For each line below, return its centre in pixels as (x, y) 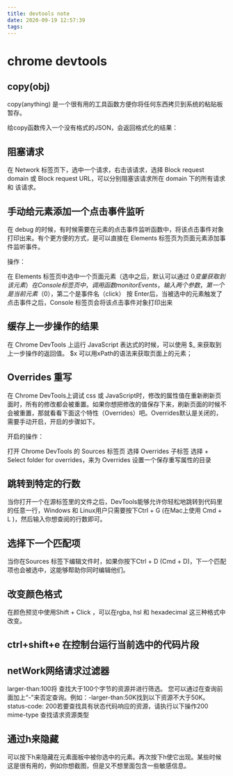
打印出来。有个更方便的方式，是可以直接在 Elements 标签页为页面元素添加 (114, 238)
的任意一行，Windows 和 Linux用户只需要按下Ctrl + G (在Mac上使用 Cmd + (115, 510)
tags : (15, 26)
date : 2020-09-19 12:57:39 (46, 20)
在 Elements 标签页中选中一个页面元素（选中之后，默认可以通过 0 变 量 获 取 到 (116, 276)
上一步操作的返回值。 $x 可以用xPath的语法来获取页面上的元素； (100, 353)
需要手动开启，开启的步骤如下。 (53, 421)
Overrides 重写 (40, 378)
